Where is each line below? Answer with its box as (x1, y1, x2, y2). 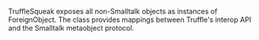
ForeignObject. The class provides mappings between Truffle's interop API (8, 15, 252, 24)
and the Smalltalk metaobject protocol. (8, 24, 135, 32)
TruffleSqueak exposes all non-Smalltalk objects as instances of (8, 7, 218, 16)
